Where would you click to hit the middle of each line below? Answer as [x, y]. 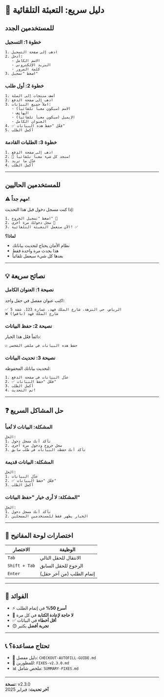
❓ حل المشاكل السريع [34, 410]
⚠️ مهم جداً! [18, 199]
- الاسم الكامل [26, 61]
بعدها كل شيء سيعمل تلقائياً [38, 256]
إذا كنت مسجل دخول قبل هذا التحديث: [40, 209]
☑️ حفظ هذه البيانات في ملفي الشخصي [41, 346]
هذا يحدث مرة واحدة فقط [35, 251]
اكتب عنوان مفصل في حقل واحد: [35, 300]
